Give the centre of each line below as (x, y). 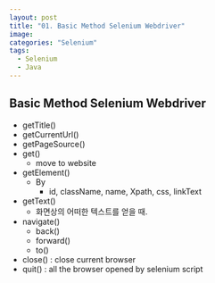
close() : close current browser (79, 259)
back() (48, 231)
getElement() (46, 172)
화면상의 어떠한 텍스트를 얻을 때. (91, 212)
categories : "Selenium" (54, 42)
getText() (39, 201)
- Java (29, 68)
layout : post (33, 17)
